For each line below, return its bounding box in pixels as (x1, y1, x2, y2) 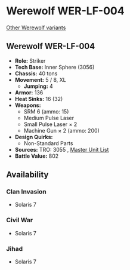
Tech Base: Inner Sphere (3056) (14, 63, 95, 70)
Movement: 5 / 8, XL (14, 76, 67, 83)
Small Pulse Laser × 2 (23, 121, 78, 128)
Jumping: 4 (23, 82, 54, 90)
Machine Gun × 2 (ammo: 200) (23, 127, 100, 134)
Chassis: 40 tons (14, 70, 58, 77)
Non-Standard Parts (23, 139, 73, 147)
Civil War (6, 216, 33, 225)
